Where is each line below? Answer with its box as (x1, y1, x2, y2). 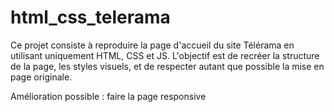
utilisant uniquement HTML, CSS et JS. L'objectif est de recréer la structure (10, 49, 320, 61)
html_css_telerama (10, 6, 171, 29)
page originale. (10, 71, 73, 83)
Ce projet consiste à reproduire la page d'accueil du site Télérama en (10, 39, 295, 51)
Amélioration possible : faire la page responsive (10, 90, 207, 102)
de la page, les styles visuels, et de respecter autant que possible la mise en (10, 60, 325, 72)
